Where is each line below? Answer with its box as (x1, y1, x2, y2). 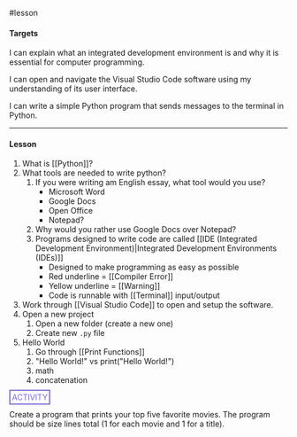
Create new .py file (34, 328, 105, 339)
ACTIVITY (11, 392, 49, 402)
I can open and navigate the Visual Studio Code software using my (9, 74, 252, 85)
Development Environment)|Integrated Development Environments (34, 243, 278, 254)
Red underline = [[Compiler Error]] (48, 271, 174, 282)
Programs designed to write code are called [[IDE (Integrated (34, 234, 258, 245)
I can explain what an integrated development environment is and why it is (9, 48, 279, 59)
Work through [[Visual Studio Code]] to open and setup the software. (21, 300, 274, 310)
